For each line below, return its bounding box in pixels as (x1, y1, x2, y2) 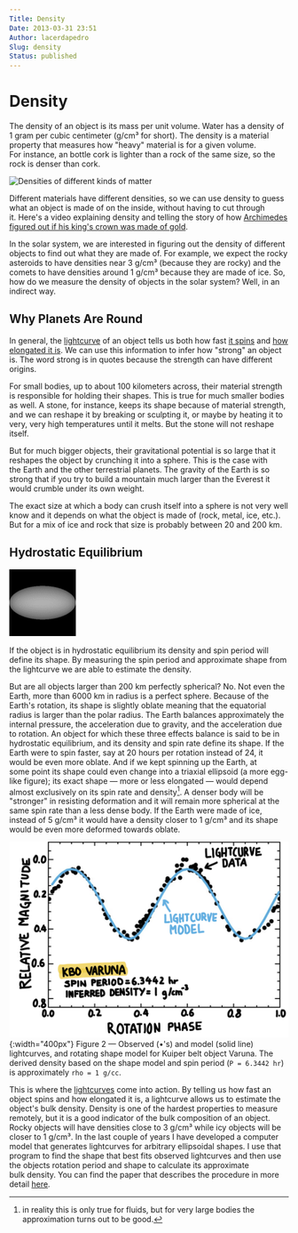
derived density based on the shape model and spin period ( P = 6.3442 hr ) (9, 1057, 285, 1068)
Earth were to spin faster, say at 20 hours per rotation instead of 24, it (9, 747, 263, 758)
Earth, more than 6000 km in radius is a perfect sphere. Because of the (9, 690, 270, 701)
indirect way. (9, 286, 56, 297)
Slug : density (9, 43, 62, 52)
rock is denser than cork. (9, 158, 101, 169)
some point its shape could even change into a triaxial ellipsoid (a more (9, 766, 269, 777)
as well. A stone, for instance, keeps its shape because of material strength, (9, 399, 286, 410)
